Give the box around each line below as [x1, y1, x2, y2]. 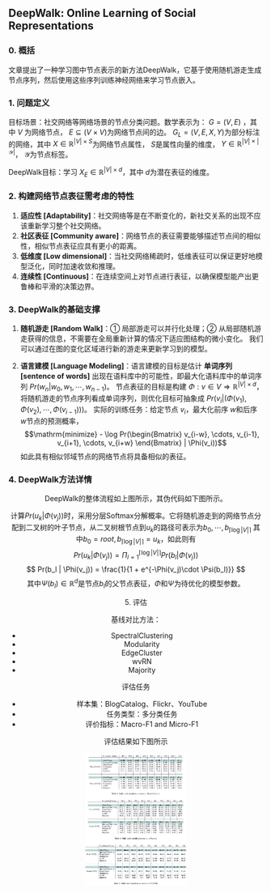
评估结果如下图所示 [104, 736, 168, 746]
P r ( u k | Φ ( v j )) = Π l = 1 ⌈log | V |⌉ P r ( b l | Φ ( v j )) [73, 548, 199, 562]
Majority [128, 665, 156, 674]
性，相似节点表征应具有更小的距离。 [19, 240, 142, 250]
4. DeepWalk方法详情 [8, 474, 93, 485]
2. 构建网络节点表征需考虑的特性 [8, 190, 135, 202]
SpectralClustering [110, 631, 174, 640]
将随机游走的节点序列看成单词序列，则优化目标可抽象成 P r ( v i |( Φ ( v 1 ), [19, 393, 247, 405]
